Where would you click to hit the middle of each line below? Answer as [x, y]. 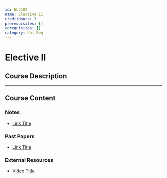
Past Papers [20, 136]
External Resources [29, 160]
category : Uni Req [24, 33]
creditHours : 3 [21, 19]
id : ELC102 [16, 10]
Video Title [23, 171]
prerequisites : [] [24, 24]
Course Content [30, 98]
